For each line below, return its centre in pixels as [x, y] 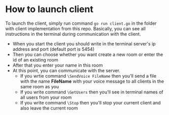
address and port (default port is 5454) [54, 49]
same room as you [40, 86]
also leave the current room [49, 108]
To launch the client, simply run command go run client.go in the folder [81, 23]
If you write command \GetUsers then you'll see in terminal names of [92, 92]
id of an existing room [35, 60]
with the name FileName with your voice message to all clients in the [92, 81]
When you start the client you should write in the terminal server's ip [84, 43]
